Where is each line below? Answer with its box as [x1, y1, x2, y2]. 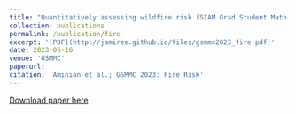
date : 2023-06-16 [9, 46, 74, 55]
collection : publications [9, 21, 105, 30]
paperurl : [9, 63, 46, 72]
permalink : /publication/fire [9, 29, 121, 38]
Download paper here [9, 95, 89, 105]
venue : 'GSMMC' [9, 54, 66, 63]
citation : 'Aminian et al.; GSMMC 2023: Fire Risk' [9, 71, 204, 80]
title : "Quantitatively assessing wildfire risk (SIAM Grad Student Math [9, 12, 288, 22]
